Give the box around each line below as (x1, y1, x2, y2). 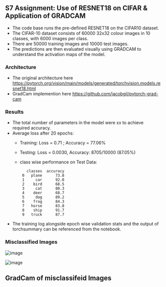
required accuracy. (12, 125, 51, 131)
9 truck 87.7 (22, 212, 64, 217)
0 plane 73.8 (22, 173, 64, 178)
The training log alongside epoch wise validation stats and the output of (12, 221, 159, 227)
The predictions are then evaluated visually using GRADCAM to (12, 46, 141, 52)
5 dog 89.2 (22, 195, 64, 200)
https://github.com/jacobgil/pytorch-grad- (72, 91, 159, 97)
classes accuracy (26, 169, 64, 174)
